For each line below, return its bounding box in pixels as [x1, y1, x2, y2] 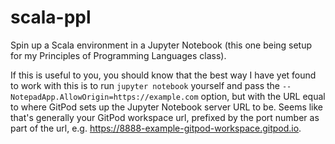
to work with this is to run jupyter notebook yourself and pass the [10, 79, 281, 91]
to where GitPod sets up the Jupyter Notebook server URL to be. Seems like [10, 101, 324, 113]
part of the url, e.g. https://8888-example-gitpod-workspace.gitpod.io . [10, 122, 302, 134]
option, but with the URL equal [200, 90, 326, 102]
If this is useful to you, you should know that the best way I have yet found [10, 69, 317, 81]
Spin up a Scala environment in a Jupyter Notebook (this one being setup [10, 39, 313, 51]
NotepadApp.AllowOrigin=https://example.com [10, 92, 199, 102]
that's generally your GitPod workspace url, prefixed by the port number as [10, 111, 320, 123]
